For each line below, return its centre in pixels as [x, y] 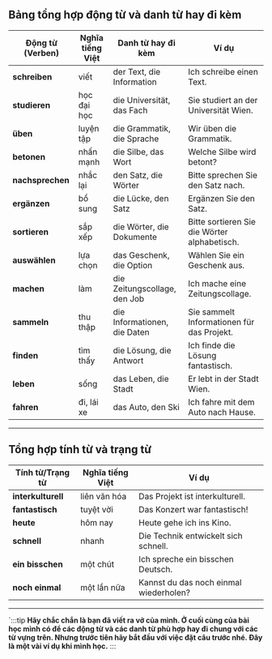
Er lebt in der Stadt [223, 379]
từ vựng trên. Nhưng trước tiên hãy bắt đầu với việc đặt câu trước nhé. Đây [136, 637]
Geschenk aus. [217, 265]
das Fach [130, 110]
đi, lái [88, 402]
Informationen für [221, 322]
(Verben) [41, 53]
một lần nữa [103, 587]
